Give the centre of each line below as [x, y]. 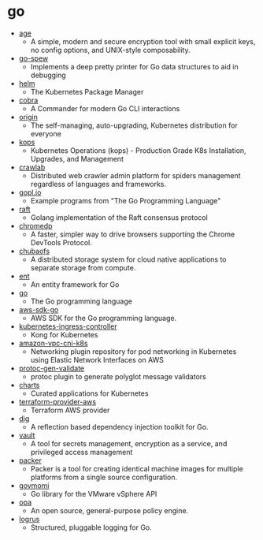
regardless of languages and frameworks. [98, 184]
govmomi [34, 485]
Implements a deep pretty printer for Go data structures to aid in [135, 66]
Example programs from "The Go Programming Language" [126, 200]
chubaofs [34, 251]
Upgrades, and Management [77, 158]
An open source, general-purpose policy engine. [109, 510]
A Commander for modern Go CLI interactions [105, 108]
